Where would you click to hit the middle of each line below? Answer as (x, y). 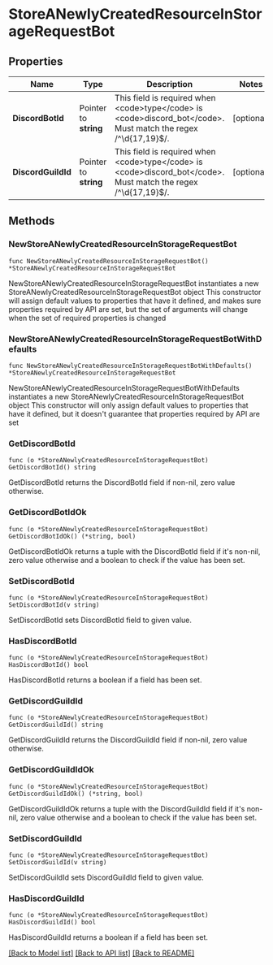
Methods (32, 221)
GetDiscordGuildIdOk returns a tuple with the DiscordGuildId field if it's (127, 808)
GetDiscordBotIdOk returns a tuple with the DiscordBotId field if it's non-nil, (134, 551)
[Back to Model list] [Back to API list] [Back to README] (102, 953)
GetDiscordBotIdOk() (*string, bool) (72, 536)
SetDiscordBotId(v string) (54, 605)
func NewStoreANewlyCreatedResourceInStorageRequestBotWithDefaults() (130, 366)
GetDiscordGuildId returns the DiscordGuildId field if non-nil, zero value (128, 740)
